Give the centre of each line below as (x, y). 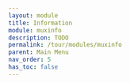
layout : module (33, 15)
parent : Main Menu (38, 52)
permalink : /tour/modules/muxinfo (65, 45)
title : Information (40, 23)
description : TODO (38, 38)
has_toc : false (33, 67)
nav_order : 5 (30, 60)
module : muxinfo (35, 30)
